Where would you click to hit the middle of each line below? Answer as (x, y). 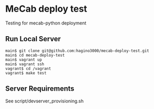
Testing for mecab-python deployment (46, 23)
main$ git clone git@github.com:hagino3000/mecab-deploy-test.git (77, 51)
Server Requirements (40, 89)
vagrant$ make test (26, 73)
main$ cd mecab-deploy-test (35, 55)
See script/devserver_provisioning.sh (45, 101)
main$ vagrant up (24, 60)
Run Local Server (33, 39)
